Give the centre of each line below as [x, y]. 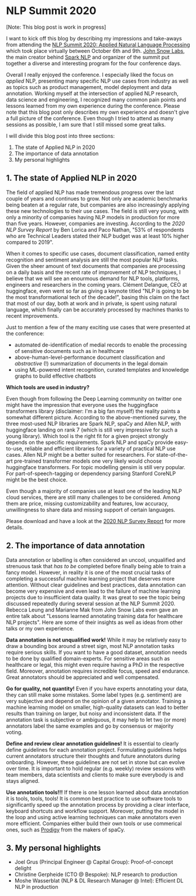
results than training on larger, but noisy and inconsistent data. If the [88, 713]
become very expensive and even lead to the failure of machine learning [93, 591]
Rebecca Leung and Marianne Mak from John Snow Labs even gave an [92, 610]
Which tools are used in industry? [48, 387]
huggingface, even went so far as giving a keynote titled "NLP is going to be [97, 291]
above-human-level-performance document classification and [90, 357]
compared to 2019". [30, 242]
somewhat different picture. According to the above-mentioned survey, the [96, 417]
